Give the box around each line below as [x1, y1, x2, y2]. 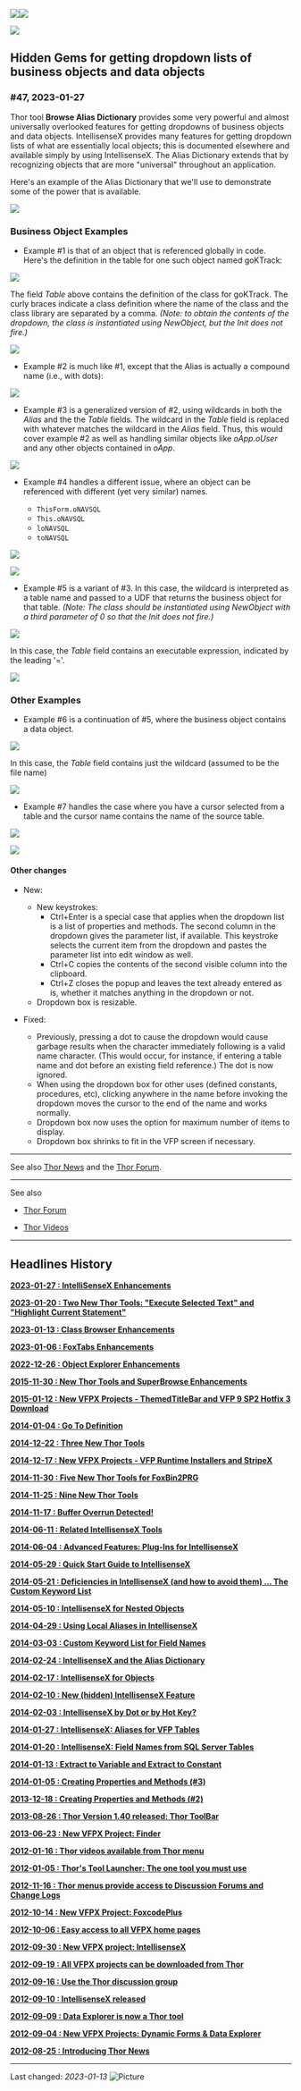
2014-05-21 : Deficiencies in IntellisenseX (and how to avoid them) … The [10, 1576, 288, 1587]
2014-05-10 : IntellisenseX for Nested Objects [10, 1603, 185, 1614]
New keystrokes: [36, 902, 98, 913]
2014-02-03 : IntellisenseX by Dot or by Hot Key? [10, 1707, 197, 1718]
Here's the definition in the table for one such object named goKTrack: [22, 255, 283, 266]
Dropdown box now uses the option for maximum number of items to [36, 1117, 290, 1128]
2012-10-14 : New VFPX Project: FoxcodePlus [10, 1907, 182, 1918]
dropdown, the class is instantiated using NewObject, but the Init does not [10, 317, 284, 328]
